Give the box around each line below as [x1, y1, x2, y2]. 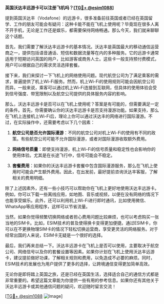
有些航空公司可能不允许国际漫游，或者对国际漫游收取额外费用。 [20, 136, 149, 142]
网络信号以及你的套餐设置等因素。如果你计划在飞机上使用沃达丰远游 [18, 249, 155, 254]
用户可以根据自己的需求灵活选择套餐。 [5, 62, 82, 68]
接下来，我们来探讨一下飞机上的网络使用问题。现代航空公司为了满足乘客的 [5, 73, 155, 78]
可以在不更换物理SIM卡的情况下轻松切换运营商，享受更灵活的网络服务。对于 [5, 226, 159, 232]
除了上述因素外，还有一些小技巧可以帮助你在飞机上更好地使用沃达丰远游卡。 [5, 185, 159, 191]
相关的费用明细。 [12, 175, 47, 181]
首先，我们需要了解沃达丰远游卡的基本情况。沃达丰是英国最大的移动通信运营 [5, 44, 159, 49]
